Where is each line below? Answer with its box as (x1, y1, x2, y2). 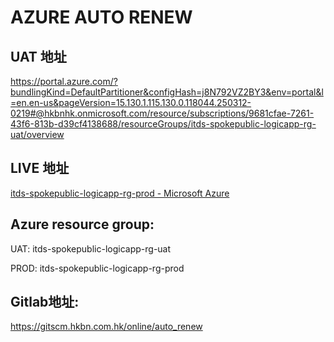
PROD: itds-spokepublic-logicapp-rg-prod (10, 262, 185, 274)
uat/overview (10, 129, 65, 140)
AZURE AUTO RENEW (10, 6, 193, 29)
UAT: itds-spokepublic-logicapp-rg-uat (10, 242, 172, 255)
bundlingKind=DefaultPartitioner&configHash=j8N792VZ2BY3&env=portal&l (10, 86, 324, 98)
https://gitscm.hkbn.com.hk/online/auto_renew (10, 321, 203, 333)
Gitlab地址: (10, 294, 80, 311)
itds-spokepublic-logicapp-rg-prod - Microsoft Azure (10, 187, 230, 199)
